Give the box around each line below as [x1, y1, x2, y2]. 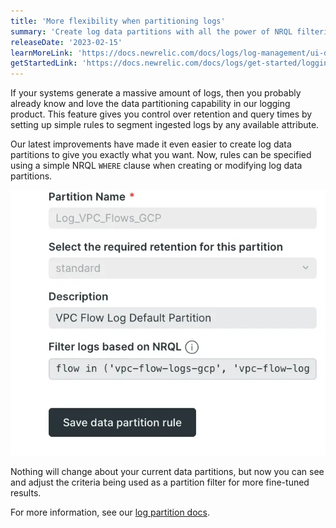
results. [10, 486, 42, 499]
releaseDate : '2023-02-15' [10, 37, 123, 47]
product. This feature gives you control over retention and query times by [10, 108, 313, 120]
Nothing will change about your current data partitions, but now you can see [10, 465, 325, 477]
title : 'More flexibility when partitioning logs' [10, 16, 226, 26]
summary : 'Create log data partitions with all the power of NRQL [10, 26, 293, 37]
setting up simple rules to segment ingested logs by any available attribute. [10, 119, 320, 131]
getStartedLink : [10, 58, 78, 69]
